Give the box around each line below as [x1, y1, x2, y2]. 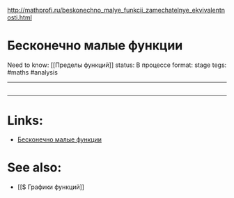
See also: [7, 160, 62, 176]
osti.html [7, 13, 33, 22]
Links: [7, 112, 44, 128]
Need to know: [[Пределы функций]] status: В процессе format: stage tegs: [7, 61, 227, 69]
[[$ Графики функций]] [17, 183, 85, 191]
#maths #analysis [7, 68, 58, 76]
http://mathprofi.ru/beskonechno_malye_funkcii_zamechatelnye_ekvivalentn [7, 6, 225, 14]
